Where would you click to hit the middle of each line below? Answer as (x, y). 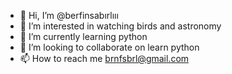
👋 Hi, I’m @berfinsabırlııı (69, 15)
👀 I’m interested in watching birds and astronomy (120, 26)
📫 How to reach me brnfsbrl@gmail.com (104, 58)
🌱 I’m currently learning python (83, 36)
